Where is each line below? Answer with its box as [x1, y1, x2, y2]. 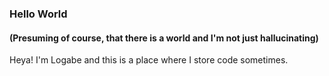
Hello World [9, 7, 68, 21]
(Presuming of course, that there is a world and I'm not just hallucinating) [9, 32, 319, 44]
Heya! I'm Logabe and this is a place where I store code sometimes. [9, 54, 289, 66]
